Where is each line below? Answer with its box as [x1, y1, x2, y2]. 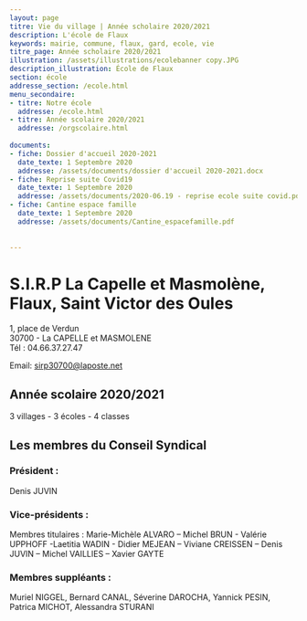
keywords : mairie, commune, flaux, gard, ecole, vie [9, 38, 215, 48]
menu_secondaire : [9, 89, 76, 99]
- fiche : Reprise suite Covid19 [9, 174, 132, 184]
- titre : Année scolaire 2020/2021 [9, 115, 145, 124]
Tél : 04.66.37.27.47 [9, 342, 83, 353]
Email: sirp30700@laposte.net [9, 360, 123, 371]
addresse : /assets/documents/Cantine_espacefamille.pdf [17, 216, 235, 226]
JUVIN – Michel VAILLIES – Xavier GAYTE [9, 549, 164, 560]
